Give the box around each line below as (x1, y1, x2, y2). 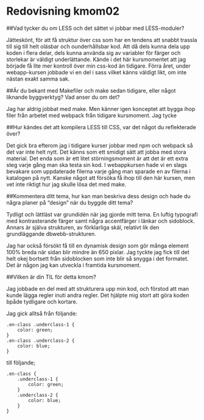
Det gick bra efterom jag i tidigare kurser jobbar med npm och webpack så (6, 141, 193, 149)
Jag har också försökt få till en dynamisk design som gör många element (6, 242, 189, 249)
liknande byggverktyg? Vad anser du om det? (6, 93, 120, 101)
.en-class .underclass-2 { (6, 337, 75, 344)
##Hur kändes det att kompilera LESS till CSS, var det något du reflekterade (6, 123, 197, 130)
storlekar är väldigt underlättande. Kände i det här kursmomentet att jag (6, 55, 186, 63)
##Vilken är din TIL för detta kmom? (6, 273, 96, 280)
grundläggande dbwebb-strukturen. (6, 230, 96, 237)
